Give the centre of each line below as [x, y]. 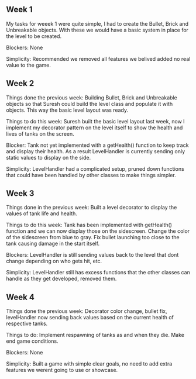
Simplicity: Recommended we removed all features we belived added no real [98, 58]
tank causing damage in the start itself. [53, 244]
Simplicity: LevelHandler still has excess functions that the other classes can [98, 273]
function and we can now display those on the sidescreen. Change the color [98, 231]
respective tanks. [27, 323]
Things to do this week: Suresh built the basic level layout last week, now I [96, 121]
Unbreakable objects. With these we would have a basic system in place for [97, 30]
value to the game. [29, 65]
